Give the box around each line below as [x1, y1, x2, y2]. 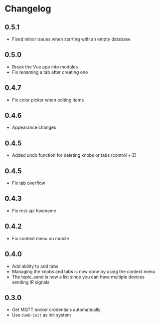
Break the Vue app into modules [11, 63, 78, 70]
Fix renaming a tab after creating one [11, 69, 88, 75]
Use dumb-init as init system [11, 312, 71, 318]
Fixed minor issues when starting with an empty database [11, 36, 131, 42]
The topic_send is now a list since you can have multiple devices [11, 274, 145, 280]
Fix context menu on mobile [11, 235, 69, 241]
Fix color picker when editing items [11, 97, 84, 103]
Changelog [4, 3, 51, 14]
